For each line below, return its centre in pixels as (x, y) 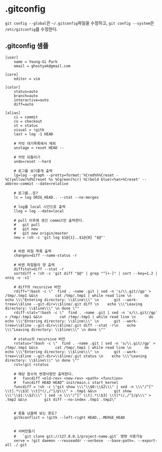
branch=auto (26, 96)
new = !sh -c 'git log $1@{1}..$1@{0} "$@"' (60, 237)
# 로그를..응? (26, 193)
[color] (13, 87)
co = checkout (28, 121)
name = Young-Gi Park (36, 62)
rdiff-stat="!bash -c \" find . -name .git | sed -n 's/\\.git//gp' (86, 312)
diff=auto (24, 104)
